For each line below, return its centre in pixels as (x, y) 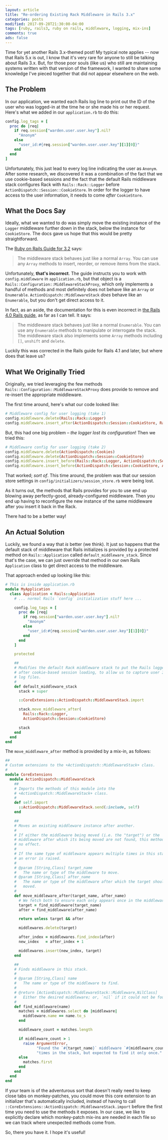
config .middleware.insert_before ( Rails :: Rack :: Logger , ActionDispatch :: (82, 461)
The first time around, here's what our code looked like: (62, 405)
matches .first (38, 1062)
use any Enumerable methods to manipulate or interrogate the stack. (87, 330)
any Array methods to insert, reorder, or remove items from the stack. (89, 264)
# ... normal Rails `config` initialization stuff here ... (78, 599)
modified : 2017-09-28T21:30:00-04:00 (44, 24)
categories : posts (24, 19)
